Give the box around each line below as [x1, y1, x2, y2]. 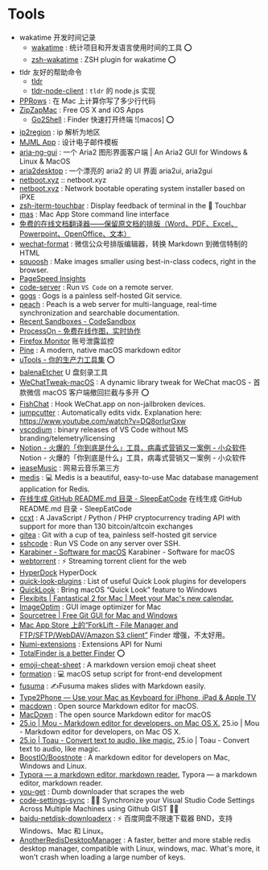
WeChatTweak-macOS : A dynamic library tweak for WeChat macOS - [19, 377, 252, 387]
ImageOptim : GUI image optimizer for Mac [19, 602, 162, 611]
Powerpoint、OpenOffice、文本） [19, 229, 131, 238]
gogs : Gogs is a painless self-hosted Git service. [19, 291, 183, 300]
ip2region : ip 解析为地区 [19, 126, 101, 137]
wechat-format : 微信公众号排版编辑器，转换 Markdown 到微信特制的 [19, 238, 249, 248]
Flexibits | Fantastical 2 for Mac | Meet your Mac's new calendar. [19, 593, 234, 603]
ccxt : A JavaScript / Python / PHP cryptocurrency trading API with [19, 512, 241, 522]
